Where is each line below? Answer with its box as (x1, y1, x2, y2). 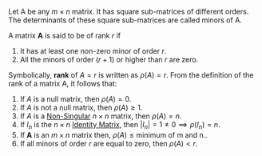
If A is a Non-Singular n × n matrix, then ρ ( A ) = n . (19, 111, 182, 121)
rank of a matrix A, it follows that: (8, 79, 117, 88)
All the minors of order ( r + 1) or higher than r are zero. (19, 55, 199, 64)
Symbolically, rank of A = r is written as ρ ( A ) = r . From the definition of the (8, 70, 254, 79)
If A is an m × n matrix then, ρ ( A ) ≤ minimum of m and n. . (19, 130, 208, 139)
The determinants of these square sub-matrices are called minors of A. (8, 15, 242, 25)
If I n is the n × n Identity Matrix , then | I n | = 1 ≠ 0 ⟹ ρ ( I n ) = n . (19, 120, 221, 131)
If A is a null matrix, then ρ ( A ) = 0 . (19, 94, 132, 103)
